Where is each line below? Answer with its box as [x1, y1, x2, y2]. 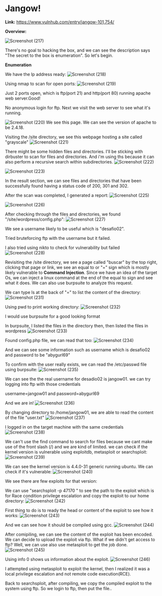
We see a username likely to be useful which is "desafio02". [5, 226, 125, 232]
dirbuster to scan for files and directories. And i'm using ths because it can [5, 154, 154, 160]
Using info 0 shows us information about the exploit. [5, 556, 110, 562]
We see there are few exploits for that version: [5, 478, 97, 484]
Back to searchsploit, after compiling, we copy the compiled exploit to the [5, 580, 152, 586]
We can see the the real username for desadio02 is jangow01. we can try [5, 376, 151, 382]
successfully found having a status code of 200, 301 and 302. [5, 183, 129, 189]
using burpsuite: [5, 366, 38, 372]
